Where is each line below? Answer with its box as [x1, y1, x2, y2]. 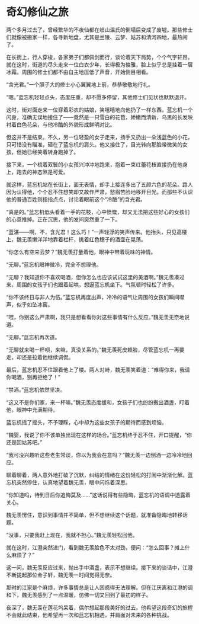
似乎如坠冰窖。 [16, 300, 53, 308]
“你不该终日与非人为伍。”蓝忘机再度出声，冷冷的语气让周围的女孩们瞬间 [6, 293, 179, 300]
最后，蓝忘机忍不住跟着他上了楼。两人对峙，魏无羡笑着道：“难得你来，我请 [6, 366, 191, 373]
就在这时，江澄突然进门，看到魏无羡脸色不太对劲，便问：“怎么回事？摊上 [6, 543, 185, 551]
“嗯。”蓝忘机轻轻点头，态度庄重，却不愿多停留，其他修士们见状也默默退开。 [6, 93, 190, 101]
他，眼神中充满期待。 [6, 406, 58, 413]
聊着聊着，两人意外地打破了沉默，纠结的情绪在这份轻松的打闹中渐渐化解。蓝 [6, 471, 193, 478]
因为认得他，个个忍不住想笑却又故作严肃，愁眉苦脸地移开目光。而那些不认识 [6, 188, 193, 196]
